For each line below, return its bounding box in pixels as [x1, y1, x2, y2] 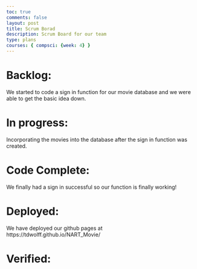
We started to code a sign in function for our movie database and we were [6, 88, 192, 95]
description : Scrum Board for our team [6, 31, 107, 37]
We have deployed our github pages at [6, 224, 103, 232]
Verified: [6, 252, 51, 265]
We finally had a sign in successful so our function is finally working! [6, 183, 177, 191]
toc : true [6, 8, 31, 15]
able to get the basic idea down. [6, 95, 86, 102]
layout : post [6, 20, 39, 26]
